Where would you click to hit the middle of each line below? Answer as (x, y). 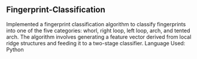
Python (15, 49)
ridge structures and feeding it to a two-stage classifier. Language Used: (96, 43)
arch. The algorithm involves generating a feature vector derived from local (99, 37)
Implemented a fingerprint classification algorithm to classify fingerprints (96, 24)
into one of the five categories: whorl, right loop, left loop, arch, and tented (98, 30)
